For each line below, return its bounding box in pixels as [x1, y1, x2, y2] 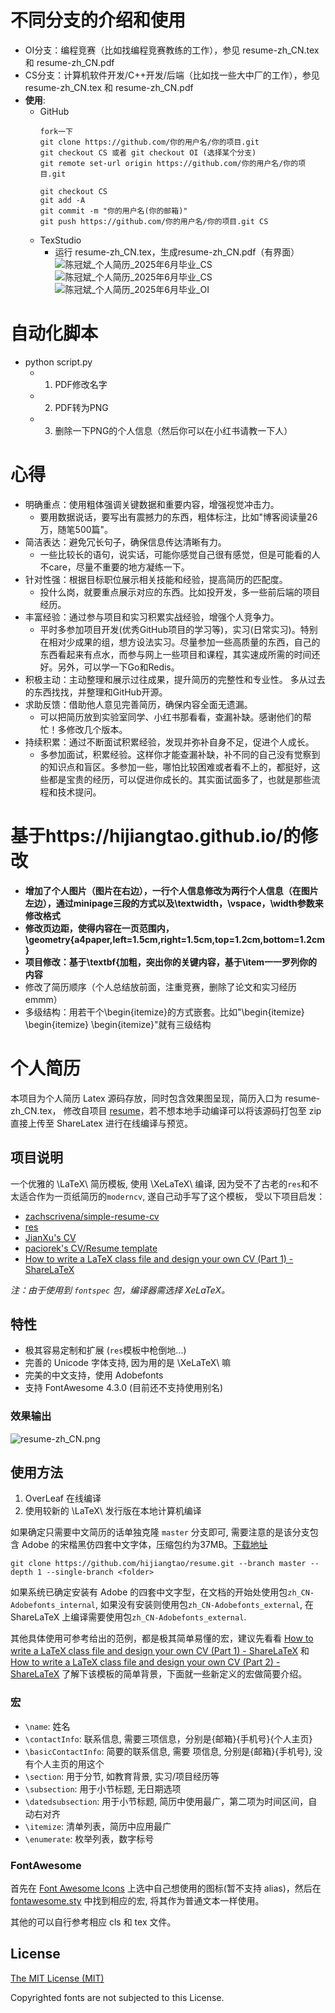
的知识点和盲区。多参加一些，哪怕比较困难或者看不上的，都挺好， [39, 761, 312, 773]
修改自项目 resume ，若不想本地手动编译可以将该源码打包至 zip [63, 1104, 322, 1116]
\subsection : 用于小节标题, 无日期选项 [24, 1782, 182, 1795]
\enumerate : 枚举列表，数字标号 [24, 1832, 155, 1845]
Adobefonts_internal [10, 1601, 97, 1611]
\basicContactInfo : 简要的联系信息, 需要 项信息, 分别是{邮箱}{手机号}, [24, 1745, 312, 1757]
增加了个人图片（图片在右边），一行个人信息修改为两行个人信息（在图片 [24, 884, 319, 896]
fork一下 [39, 126, 74, 136]
